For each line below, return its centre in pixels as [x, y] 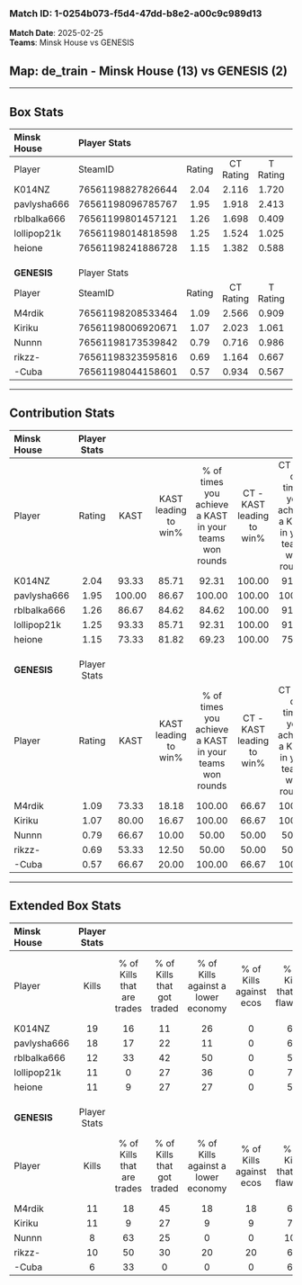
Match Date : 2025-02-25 [56, 33]
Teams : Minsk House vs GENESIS [72, 42]
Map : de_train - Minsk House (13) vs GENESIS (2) [148, 71]
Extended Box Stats [65, 906]
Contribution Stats [62, 413]
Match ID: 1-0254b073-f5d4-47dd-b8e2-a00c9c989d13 [136, 13]
